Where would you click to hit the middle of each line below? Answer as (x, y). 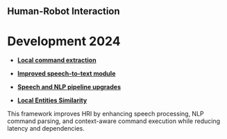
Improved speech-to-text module (66, 74)
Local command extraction (57, 60)
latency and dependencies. (46, 129)
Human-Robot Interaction (64, 11)
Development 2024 (64, 41)
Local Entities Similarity (52, 100)
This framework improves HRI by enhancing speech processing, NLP (106, 114)
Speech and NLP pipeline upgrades (69, 87)
